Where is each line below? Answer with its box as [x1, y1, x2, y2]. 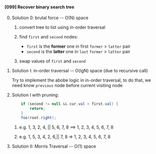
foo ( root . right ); [21, 115, 57, 120]
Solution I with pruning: [11, 92, 59, 98]
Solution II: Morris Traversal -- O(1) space [11, 143, 96, 149]
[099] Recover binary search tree [4, 4, 75, 10]
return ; [30, 106, 45, 111]
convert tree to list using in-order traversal [19, 25, 106, 31]
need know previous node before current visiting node [11, 83, 123, 89]
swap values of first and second [19, 58, 86, 64]
